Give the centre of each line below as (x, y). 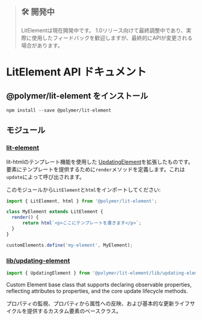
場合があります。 (42, 45)
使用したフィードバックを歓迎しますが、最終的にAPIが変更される (112, 38)
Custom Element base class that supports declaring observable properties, (99, 284)
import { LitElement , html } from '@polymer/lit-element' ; (82, 201)
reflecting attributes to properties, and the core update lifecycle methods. (97, 291)
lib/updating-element (38, 260)
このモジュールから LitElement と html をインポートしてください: (84, 189)
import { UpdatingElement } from (48, 273)
